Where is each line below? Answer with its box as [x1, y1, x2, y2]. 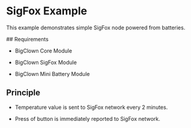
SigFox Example [6, 4, 87, 18]
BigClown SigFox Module [14, 59, 77, 66]
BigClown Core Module [14, 47, 72, 54]
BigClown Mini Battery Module [14, 70, 90, 77]
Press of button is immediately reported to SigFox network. [14, 115, 160, 122]
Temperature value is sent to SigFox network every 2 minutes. [14, 103, 168, 111]
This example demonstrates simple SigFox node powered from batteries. [6, 24, 186, 31]
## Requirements [6, 35, 49, 42]
